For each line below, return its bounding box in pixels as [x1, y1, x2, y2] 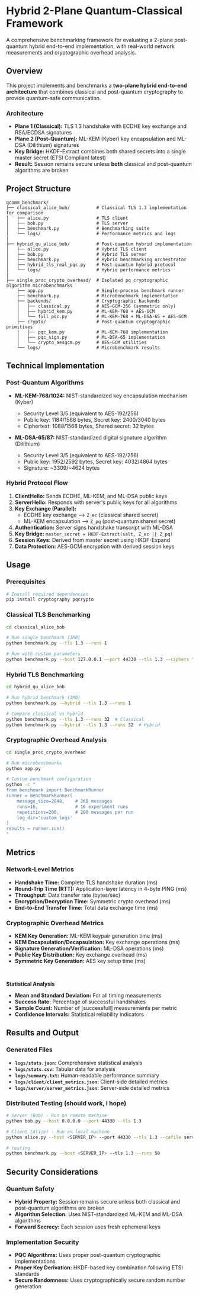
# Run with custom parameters [6, 651, 81, 657]
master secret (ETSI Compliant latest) [14, 154, 107, 161]
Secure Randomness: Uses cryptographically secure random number [14, 1276, 185, 1284]
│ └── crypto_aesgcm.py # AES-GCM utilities [17, 339, 147, 345]
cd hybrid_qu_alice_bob [6, 684, 65, 690]
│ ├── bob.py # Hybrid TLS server [6, 251, 147, 257]
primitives [6, 324, 33, 330]
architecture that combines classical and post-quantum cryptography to [6, 88, 184, 95]
